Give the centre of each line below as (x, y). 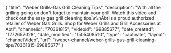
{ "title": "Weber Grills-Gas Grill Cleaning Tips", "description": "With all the (83, 7)
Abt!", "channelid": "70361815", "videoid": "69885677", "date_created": (80, 29)
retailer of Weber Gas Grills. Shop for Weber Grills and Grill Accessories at (83, 23)
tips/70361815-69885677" (33, 45)
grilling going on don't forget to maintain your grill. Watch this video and (81, 13)
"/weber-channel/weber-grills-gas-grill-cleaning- (105, 40)
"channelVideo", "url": (29, 40)
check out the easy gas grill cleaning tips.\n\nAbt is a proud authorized (80, 18)
